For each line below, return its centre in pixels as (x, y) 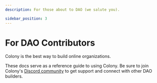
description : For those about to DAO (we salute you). (63, 10)
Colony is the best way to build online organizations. (58, 56)
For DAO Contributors (50, 43)
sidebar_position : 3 (26, 18)
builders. (14, 76)
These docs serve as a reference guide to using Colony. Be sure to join (77, 66)
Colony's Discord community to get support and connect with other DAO (79, 71)
